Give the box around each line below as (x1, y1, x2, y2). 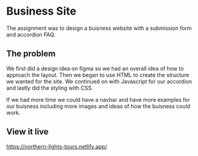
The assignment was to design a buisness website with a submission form (6, 24, 193, 32)
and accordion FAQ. (6, 30, 56, 38)
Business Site (6, 4, 77, 18)
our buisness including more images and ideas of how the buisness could (6, 102, 190, 110)
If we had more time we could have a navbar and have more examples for (6, 96, 190, 103)
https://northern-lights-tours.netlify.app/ (6, 143, 108, 150)
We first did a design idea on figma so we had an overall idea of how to (6, 65, 184, 72)
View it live (6, 127, 49, 137)
